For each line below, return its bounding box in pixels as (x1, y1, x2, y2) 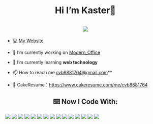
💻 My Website (12, 38, 44, 44)
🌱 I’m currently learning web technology (12, 59, 98, 65)
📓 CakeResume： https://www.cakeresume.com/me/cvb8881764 (12, 81, 148, 88)
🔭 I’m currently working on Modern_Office (12, 49, 101, 55)
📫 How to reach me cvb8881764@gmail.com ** (12, 69, 113, 75)
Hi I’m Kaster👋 (55, 5, 116, 16)
